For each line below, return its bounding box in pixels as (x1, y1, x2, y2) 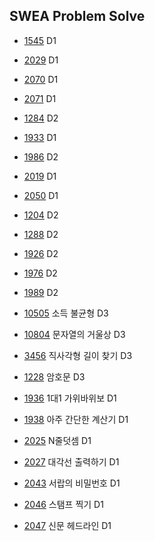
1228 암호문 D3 (23, 370, 86, 383)
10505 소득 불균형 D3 (23, 307, 109, 319)
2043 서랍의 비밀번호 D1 (23, 477, 121, 489)
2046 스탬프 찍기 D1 (23, 498, 104, 510)
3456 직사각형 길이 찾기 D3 (23, 349, 133, 361)
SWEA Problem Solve (9, 8, 146, 25)
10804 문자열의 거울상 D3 (23, 328, 126, 340)
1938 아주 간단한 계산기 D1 (23, 413, 129, 425)
